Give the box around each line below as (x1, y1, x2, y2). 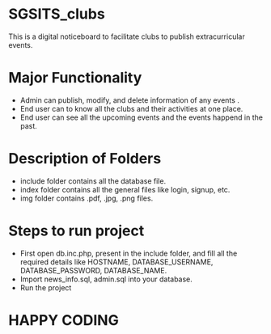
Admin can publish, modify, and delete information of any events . (19, 95, 240, 105)
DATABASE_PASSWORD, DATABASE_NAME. (19, 265, 167, 275)
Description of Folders (8, 150, 162, 168)
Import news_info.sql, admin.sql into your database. (19, 274, 193, 284)
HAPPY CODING (8, 311, 119, 329)
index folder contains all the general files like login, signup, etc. (19, 184, 231, 194)
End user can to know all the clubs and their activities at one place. (19, 104, 243, 113)
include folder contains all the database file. (19, 175, 167, 186)
